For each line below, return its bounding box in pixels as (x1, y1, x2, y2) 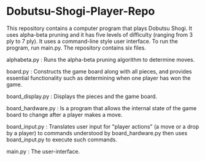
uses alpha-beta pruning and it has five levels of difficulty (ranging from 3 (6, 31, 193, 38)
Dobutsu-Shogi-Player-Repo (6, 4, 155, 18)
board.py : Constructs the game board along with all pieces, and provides (6, 67, 192, 75)
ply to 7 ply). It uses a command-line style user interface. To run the (6, 37, 178, 45)
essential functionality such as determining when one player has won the (6, 74, 191, 81)
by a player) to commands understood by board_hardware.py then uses (6, 129, 188, 137)
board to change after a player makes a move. (6, 111, 123, 118)
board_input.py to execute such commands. (6, 136, 118, 143)
